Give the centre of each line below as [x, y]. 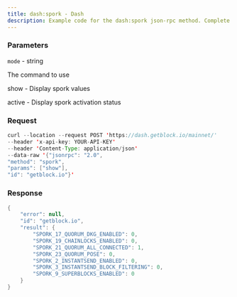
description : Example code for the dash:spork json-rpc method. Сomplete [119, 21]
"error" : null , [43, 215]
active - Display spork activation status [64, 102]
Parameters [28, 45]
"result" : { [38, 228]
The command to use [38, 75]
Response [25, 193]
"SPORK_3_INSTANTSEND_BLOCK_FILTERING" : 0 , [98, 267]
